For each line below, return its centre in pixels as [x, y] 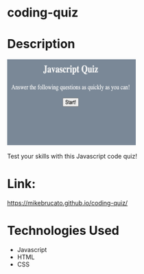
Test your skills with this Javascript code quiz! [72, 157]
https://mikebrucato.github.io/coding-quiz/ [68, 203]
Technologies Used [63, 231]
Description [41, 44]
